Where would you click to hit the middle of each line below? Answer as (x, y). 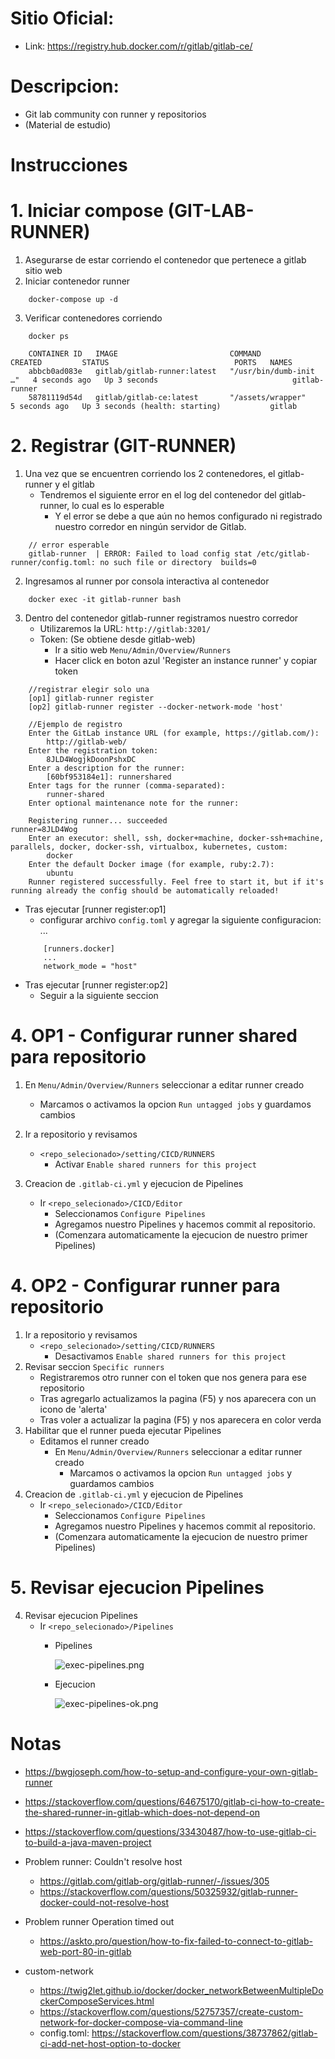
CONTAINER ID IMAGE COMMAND (145, 354)
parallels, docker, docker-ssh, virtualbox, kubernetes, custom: (149, 847)
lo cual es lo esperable (118, 505)
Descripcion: (65, 86)
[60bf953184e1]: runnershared (109, 777)
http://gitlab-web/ (87, 742)
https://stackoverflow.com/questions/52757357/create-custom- (171, 2011)
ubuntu (60, 873)
